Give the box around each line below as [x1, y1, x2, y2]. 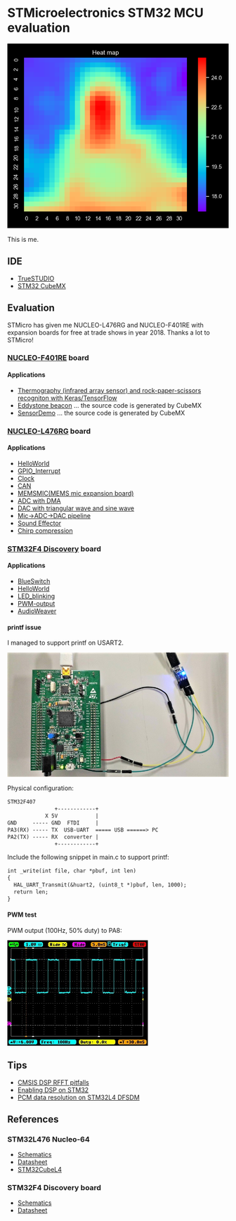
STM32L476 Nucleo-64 [7, 1134, 90, 1144]
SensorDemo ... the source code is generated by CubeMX [17, 408, 185, 417]
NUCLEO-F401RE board [7, 353, 89, 363]
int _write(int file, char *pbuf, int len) [7, 867, 137, 874]
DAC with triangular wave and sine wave [17, 504, 135, 512]
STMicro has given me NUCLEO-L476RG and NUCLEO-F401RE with [7, 321, 204, 329]
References [7, 1113, 59, 1125]
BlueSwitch [17, 576, 51, 585]
